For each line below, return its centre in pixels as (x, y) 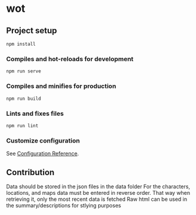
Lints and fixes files (35, 113)
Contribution (30, 172)
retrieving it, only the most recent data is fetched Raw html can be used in (97, 199)
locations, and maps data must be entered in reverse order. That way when (98, 193)
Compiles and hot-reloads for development (70, 59)
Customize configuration (43, 140)
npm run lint (22, 126)
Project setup (32, 31)
